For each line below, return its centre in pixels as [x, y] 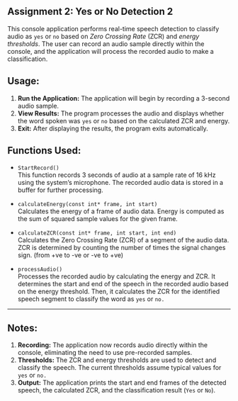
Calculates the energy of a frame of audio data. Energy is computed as [121, 211]
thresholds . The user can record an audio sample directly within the [106, 44]
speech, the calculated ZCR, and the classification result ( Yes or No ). [117, 390]
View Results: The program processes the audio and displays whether [121, 113]
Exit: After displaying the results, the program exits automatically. [113, 128]
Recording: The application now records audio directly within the [113, 345]
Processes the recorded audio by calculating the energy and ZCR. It [117, 276]
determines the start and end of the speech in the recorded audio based [123, 284]
